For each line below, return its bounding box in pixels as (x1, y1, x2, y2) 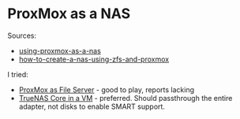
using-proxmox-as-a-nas (18, 46, 102, 55)
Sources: (7, 31, 37, 40)
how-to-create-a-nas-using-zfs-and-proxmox (18, 54, 170, 64)
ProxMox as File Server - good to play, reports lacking (18, 84, 195, 95)
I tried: (7, 69, 28, 79)
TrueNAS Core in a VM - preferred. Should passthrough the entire (18, 93, 233, 102)
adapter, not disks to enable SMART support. (18, 102, 165, 111)
